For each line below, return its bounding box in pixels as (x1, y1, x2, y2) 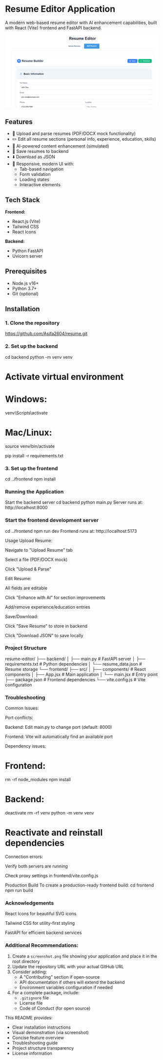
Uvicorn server (12, 253, 42, 259)
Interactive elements (19, 181, 61, 187)
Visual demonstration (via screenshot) (12, 1029, 89, 1035)
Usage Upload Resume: (5, 538, 53, 543)
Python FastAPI (12, 247, 43, 253)
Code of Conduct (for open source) (19, 1005, 91, 1011)
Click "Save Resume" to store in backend (5, 623, 88, 629)
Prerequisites (5, 267, 47, 275)
